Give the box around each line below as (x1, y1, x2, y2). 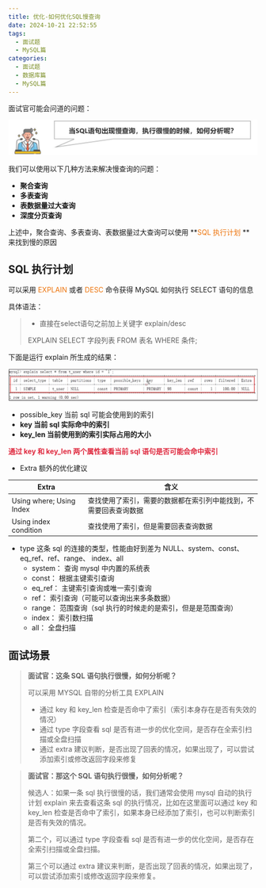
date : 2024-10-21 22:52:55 (8, 21, 97, 29)
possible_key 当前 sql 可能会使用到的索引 (19, 409, 154, 419)
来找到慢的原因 (8, 237, 57, 247)
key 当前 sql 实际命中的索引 (19, 419, 110, 429)
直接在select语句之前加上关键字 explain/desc (39, 319, 187, 328)
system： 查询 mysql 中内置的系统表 (31, 564, 150, 573)
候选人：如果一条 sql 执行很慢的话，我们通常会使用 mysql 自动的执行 (27, 788, 253, 798)
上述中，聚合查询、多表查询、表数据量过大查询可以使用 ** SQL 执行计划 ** (8, 227, 250, 237)
